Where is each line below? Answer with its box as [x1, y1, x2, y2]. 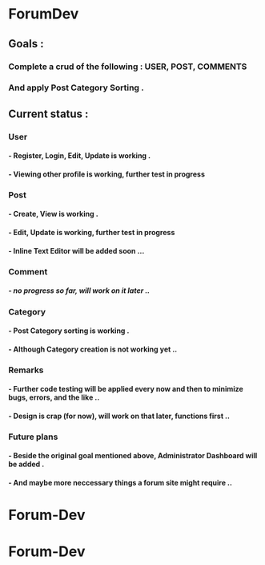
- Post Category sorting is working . [8, 326, 130, 335]
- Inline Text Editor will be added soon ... [8, 246, 145, 255]
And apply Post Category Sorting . [8, 82, 144, 93]
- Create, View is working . [8, 209, 98, 219]
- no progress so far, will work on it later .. [8, 286, 151, 295]
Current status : [8, 107, 89, 120]
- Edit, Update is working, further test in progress [8, 228, 175, 238]
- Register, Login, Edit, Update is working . [8, 151, 151, 161]
